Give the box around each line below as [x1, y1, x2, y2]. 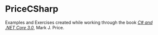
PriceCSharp [5, 3, 59, 15]
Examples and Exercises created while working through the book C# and [5, 19, 153, 25]
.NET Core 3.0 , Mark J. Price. [5, 24, 64, 30]
